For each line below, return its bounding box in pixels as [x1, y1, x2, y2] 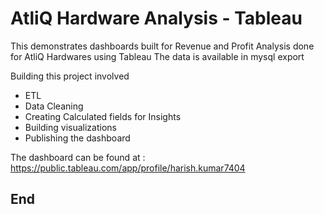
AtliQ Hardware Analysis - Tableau [10, 7, 303, 30]
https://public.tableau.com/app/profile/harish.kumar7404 [10, 162, 246, 174]
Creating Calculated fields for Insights [24, 110, 182, 122]
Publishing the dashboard [24, 132, 131, 144]
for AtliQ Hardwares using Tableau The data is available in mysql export [10, 50, 305, 62]
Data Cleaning [24, 100, 84, 112]
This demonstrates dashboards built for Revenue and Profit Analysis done [10, 40, 315, 52]
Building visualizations [24, 121, 117, 133]
